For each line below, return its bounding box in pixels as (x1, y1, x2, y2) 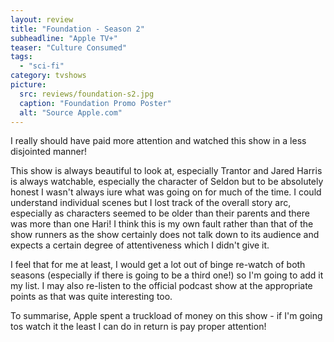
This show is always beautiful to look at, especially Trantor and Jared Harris (10, 165, 323, 177)
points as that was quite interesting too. (10, 291, 173, 303)
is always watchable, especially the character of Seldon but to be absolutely (10, 176, 324, 188)
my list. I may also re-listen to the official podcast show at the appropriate (10, 280, 313, 292)
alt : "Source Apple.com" (19, 107, 123, 118)
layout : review (10, 14, 74, 25)
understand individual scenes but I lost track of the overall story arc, (10, 197, 292, 209)
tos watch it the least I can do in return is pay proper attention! (10, 321, 267, 333)
